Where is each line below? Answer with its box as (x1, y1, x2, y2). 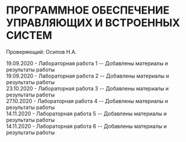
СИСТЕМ (6, 29, 52, 42)
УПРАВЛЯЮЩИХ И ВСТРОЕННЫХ (6, 16, 181, 30)
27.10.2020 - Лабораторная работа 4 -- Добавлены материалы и (6, 97, 168, 104)
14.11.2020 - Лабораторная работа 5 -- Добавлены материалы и (6, 110, 167, 117)
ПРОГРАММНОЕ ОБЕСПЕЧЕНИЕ (6, 4, 170, 17)
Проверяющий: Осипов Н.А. (6, 48, 77, 55)
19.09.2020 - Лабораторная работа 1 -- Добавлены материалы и (6, 60, 168, 67)
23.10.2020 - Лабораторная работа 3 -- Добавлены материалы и (6, 85, 169, 92)
